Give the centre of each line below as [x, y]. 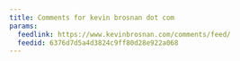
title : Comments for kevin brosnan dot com [92, 17]
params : [24, 26]
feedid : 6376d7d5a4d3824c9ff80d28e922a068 [98, 43]
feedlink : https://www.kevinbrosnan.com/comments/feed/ [124, 34]
